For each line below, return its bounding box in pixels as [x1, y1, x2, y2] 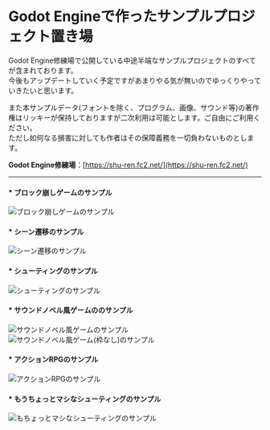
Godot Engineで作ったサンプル [8, 7, 213, 26]
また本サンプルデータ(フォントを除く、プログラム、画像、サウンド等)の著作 [8, 102, 260, 113]
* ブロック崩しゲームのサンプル [8, 187, 112, 197]
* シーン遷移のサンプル [8, 227, 84, 236]
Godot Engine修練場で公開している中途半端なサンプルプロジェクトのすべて [8, 55, 257, 65]
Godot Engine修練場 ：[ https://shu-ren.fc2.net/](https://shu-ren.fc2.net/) [8, 160, 248, 170]
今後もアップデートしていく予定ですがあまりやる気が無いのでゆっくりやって [8, 76, 261, 85]
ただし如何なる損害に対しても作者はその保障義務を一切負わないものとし [8, 133, 247, 142]
